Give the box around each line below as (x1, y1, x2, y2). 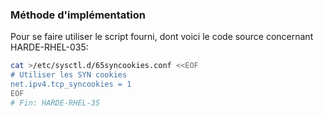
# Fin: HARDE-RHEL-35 (10, 98, 101, 108)
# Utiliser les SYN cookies (10, 70, 128, 80)
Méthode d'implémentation (10, 8, 146, 22)
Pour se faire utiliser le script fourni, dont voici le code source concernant (10, 31, 314, 43)
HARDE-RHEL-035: (10, 41, 89, 53)
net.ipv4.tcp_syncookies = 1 (10, 79, 132, 90)
